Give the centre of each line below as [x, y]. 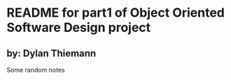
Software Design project [79, 27]
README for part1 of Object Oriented [115, 13]
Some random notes [36, 70]
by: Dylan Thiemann [51, 53]
